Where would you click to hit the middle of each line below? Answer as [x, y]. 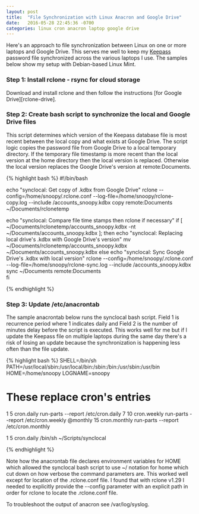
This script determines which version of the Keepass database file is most [97, 135]
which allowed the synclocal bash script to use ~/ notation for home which [97, 467]
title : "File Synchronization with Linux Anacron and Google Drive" [94, 17]
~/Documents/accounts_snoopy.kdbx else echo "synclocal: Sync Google [95, 252]
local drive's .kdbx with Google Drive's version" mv [69, 239]
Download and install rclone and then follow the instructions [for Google [94, 92]
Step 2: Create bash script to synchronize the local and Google [98, 114]
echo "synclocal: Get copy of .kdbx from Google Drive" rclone [82, 190]
